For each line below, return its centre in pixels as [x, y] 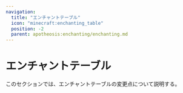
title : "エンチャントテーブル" [46, 18]
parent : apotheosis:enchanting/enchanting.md [70, 34]
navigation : [21, 12]
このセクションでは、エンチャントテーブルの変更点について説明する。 [93, 84]
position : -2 [28, 29]
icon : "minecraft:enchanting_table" [57, 23]
